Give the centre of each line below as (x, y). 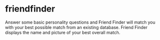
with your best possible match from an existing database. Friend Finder (76, 27)
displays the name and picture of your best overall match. (63, 32)
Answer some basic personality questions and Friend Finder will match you (80, 22)
